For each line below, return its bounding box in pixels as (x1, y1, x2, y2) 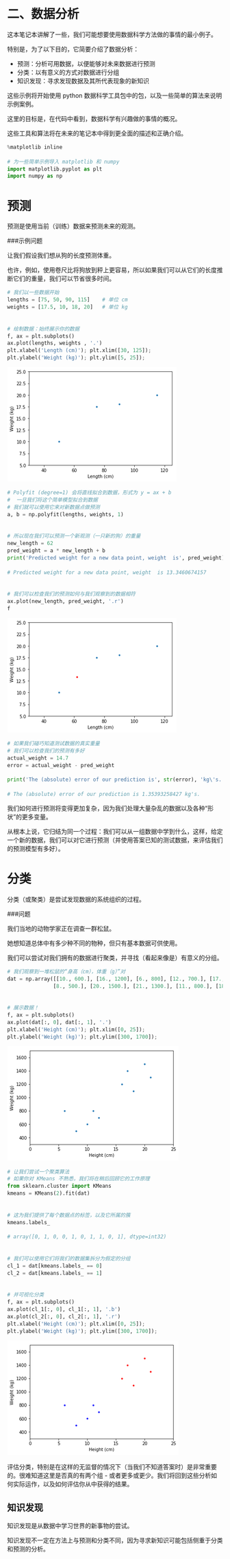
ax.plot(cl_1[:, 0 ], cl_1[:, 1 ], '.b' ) (7, 1306, 121, 1313)
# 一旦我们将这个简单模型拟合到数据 (7, 496, 98, 503)
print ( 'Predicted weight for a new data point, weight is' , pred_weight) (7, 554, 225, 561)
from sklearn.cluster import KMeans (7, 1183, 112, 1190)
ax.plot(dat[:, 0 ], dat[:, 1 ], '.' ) (7, 1019, 112, 1026)
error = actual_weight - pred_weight (7, 762, 115, 769)
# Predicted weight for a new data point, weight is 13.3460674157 (7, 568, 207, 576)
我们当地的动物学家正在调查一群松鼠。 (7, 924, 115, 932)
